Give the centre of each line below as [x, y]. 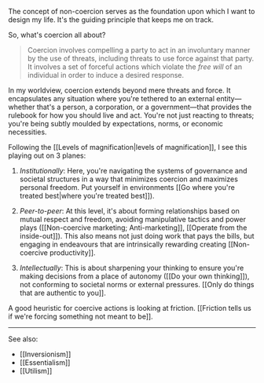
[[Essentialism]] [45, 363]
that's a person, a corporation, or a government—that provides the [144, 107]
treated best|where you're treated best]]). [87, 196]
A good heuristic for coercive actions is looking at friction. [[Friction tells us [130, 308]
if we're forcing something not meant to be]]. [81, 316]
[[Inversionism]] [45, 354]
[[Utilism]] [36, 371]
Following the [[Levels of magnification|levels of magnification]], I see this [128, 147]
